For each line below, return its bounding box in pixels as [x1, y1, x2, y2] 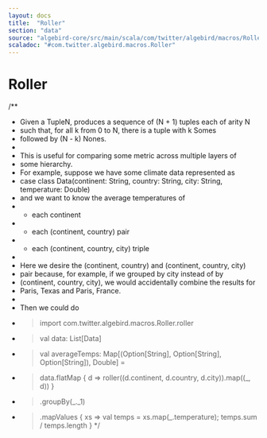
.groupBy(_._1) [39, 397, 86, 406]
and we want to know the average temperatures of [19, 193, 186, 203]
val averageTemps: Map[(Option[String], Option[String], [39, 349, 222, 359]
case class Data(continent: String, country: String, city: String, [19, 176, 223, 186]
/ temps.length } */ [39, 421, 101, 430]
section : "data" [8, 26, 62, 34]
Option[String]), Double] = [39, 358, 126, 367]
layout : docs [8, 11, 52, 20]
